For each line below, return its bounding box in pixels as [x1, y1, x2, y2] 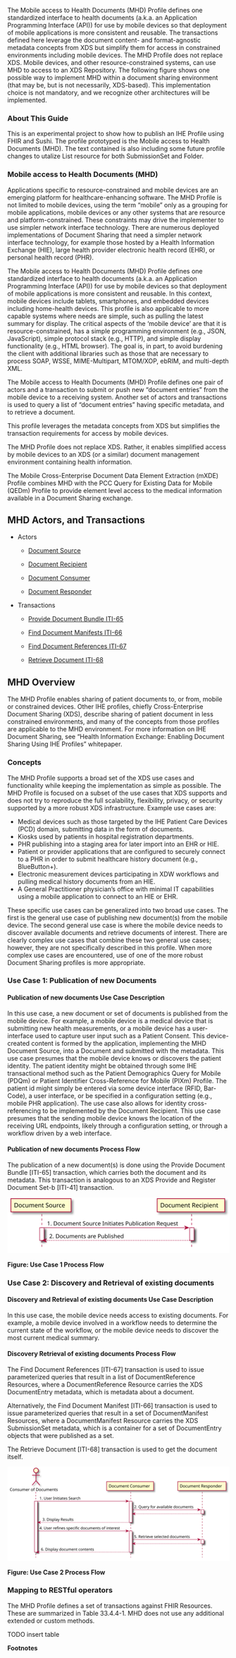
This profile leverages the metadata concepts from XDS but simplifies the [7, 421, 221, 429]
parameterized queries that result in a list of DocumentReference [7, 1372, 196, 1381]
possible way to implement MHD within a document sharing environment [7, 73, 218, 82]
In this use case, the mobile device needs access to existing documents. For [7, 1311, 229, 1319]
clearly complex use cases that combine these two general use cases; [7, 936, 211, 944]
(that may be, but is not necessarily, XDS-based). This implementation [7, 81, 211, 89]
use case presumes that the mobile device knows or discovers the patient [7, 1054, 222, 1062]
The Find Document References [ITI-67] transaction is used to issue [7, 1365, 204, 1374]
